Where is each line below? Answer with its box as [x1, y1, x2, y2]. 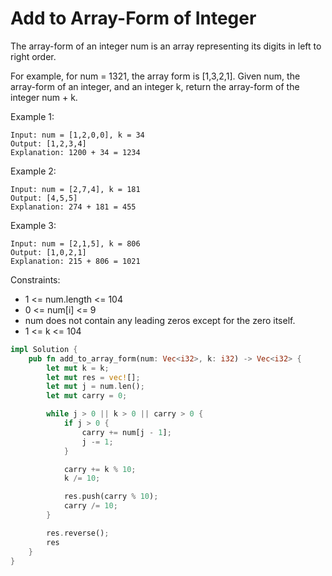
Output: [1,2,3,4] [10, 138, 87, 149]
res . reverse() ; [46, 528, 110, 538]
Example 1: [10, 110, 55, 122]
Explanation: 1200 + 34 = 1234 [10, 147, 141, 157]
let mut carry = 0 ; [46, 391, 128, 401]
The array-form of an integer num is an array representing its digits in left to [10, 40, 322, 52]
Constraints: [10, 273, 61, 286]
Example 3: [10, 219, 57, 231]
